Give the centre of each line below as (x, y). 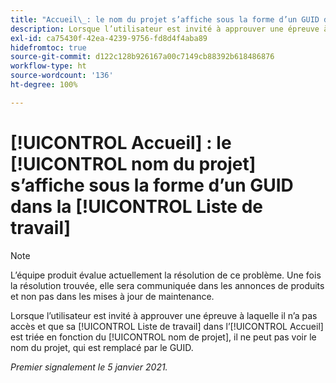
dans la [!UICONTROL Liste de (136, 206)
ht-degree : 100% (44, 85)
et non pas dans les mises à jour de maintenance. (112, 296)
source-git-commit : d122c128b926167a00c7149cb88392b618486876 (142, 57)
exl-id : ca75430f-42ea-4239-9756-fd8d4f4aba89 (109, 38)
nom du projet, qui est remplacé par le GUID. (102, 347)
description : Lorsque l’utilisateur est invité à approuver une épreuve (165, 29)
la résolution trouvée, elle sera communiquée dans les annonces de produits (167, 285)
